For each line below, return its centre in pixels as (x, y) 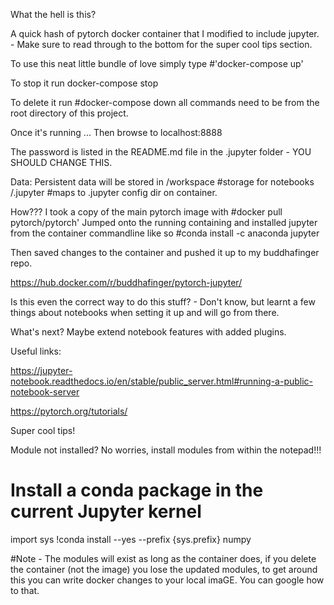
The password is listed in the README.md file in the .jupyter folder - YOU (161, 152)
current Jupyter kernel (106, 511)
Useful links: (36, 351)
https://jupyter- (41, 370)
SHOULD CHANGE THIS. (61, 162)
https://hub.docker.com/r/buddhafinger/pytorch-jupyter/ (126, 282)
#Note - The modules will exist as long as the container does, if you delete (163, 558)
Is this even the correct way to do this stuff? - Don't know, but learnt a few (163, 302)
